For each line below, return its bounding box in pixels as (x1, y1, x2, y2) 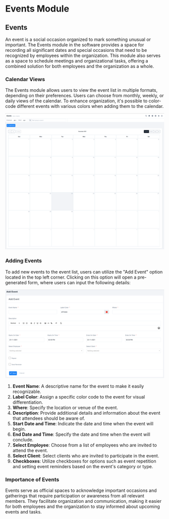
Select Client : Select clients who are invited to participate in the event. (12, 452, 159, 459)
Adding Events (5, 257, 42, 265)
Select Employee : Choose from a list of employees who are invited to (12, 442, 157, 448)
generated (5, 279, 27, 285)
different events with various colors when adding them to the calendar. (17, 103, 164, 109)
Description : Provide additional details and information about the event (12, 410, 160, 416)
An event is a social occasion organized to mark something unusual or (5, 36, 151, 42)
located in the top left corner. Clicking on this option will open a (5, 274, 137, 280)
